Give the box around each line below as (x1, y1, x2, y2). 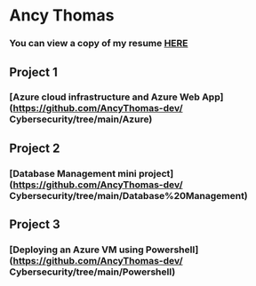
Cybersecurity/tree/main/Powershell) (9, 266, 176, 278)
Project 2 (9, 140, 60, 155)
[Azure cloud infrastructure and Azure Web (9, 91, 200, 103)
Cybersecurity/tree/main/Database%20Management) (9, 189, 249, 202)
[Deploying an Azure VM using (9, 243, 144, 256)
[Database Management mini (9, 167, 138, 179)
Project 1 (9, 64, 58, 80)
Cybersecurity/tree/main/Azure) (9, 113, 153, 125)
